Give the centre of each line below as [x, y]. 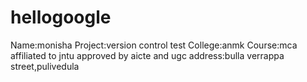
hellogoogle [61, 17]
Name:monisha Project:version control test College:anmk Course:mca [154, 45]
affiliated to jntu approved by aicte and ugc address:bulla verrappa [147, 55]
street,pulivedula [45, 66]
